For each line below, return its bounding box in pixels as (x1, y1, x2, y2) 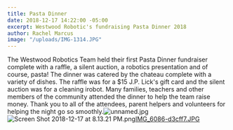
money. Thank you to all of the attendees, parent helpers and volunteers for (7, 100, 226, 108)
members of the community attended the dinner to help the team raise (7, 92, 211, 101)
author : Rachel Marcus (7, 29, 74, 37)
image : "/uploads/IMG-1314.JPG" (7, 36, 102, 43)
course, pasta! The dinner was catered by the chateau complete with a (7, 71, 212, 79)
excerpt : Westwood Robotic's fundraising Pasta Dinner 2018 (7, 23, 187, 30)
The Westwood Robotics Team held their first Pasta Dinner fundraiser (7, 55, 208, 64)
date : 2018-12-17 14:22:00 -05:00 (7, 17, 109, 24)
